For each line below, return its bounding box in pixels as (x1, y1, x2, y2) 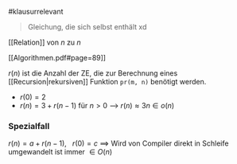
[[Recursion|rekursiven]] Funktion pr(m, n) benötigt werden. (8, 77, 207, 86)
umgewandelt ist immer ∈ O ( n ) (8, 147, 113, 157)
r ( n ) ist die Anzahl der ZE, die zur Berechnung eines (8, 68, 178, 78)
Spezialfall (8, 120, 50, 131)
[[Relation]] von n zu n (8, 37, 81, 47)
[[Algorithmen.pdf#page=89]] (8, 53, 106, 62)
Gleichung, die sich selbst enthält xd (27, 22, 147, 31)
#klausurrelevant (8, 7, 64, 16)
